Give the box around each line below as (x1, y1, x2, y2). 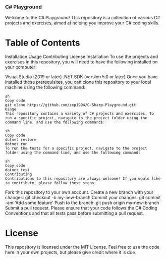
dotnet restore (5, 137, 37, 142)
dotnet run (5, 142, 28, 147)
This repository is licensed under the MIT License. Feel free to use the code (5, 244, 160, 250)
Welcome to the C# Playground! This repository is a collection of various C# (5, 15, 160, 21)
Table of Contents (5, 37, 80, 49)
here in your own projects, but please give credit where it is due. (5, 249, 136, 256)
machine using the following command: (5, 84, 86, 90)
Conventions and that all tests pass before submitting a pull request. (5, 210, 145, 216)
